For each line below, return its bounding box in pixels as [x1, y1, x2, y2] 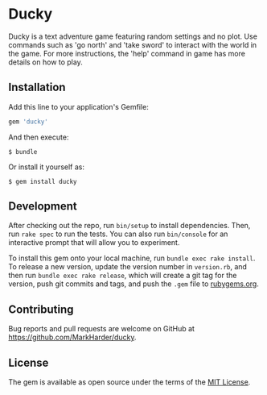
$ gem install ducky [8, 177, 78, 185]
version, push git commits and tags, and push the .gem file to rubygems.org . [8, 279, 260, 289]
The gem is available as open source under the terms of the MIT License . [8, 377, 251, 387]
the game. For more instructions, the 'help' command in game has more [8, 48, 245, 58]
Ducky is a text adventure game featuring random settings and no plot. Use [8, 31, 257, 41]
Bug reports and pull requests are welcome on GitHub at [8, 324, 195, 334]
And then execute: [8, 132, 69, 142]
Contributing [8, 302, 74, 316]
